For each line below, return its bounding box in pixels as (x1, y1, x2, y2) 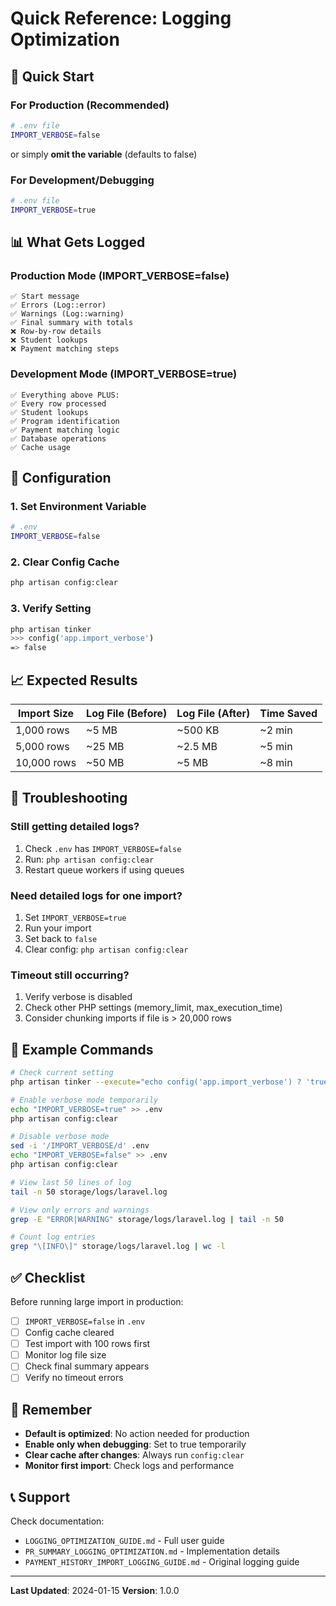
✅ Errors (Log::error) (10, 300, 107, 311)
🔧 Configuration (10, 470, 112, 487)
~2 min (259, 723, 293, 737)
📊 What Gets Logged (10, 234, 146, 251)
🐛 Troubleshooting (10, 790, 128, 807)
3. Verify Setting (10, 602, 92, 616)
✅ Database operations (10, 433, 107, 444)
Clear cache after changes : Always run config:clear (24, 1449, 245, 1461)
